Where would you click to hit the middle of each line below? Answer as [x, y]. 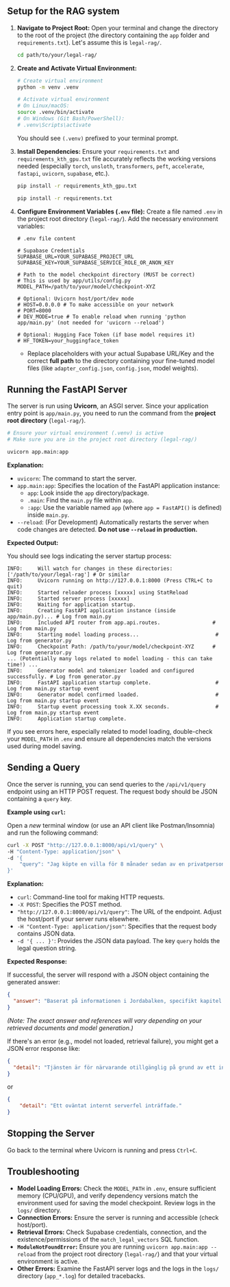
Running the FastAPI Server [67, 390]
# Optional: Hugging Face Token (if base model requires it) [106, 335]
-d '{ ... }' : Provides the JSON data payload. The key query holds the [118, 941]
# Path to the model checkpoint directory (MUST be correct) [106, 275]
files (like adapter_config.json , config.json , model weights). [113, 368]
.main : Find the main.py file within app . [80, 500]
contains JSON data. [46, 934]
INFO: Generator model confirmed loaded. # [113, 695]
